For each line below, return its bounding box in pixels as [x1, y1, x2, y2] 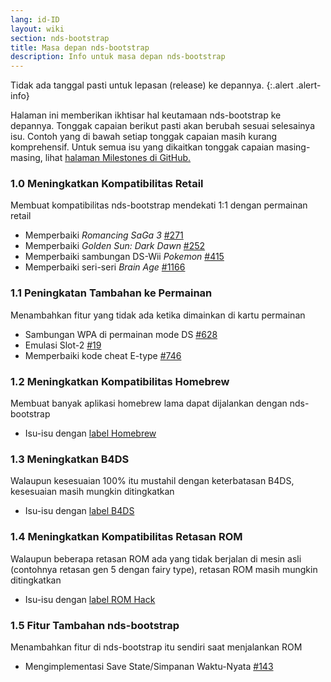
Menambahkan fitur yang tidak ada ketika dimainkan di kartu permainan [10, 309, 306, 321]
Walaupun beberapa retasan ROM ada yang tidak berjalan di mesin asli [10, 552, 302, 565]
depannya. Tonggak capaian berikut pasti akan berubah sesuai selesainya [10, 120, 316, 132]
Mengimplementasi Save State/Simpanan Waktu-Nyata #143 [24, 660, 274, 672]
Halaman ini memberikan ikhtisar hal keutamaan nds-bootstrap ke [10, 109, 282, 121]
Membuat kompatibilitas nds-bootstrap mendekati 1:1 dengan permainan [10, 199, 308, 211]
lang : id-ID [10, 14, 60, 25]
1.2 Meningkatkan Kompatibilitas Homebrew [10, 374, 230, 388]
